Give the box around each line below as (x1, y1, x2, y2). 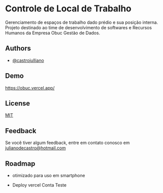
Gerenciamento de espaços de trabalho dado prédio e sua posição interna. (5, 19, 159, 25)
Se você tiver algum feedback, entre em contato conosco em (5, 140, 130, 146)
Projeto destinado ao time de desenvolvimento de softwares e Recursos (5, 24, 152, 30)
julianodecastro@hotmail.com (5, 145, 66, 151)
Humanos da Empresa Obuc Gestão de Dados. (5, 30, 101, 36)
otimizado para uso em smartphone (12, 173, 85, 178)
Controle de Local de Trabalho (5, 3, 132, 14)
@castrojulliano (12, 57, 45, 63)
